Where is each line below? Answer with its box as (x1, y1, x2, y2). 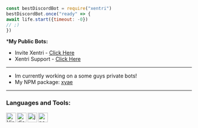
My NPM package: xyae (14, 79, 73, 86)
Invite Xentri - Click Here (14, 49, 75, 56)
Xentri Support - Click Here (14, 56, 81, 63)
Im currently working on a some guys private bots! (14, 72, 137, 79)
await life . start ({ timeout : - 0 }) (6, 16, 88, 22)
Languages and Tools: (6, 99, 71, 107)
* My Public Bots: (6, 38, 48, 45)
